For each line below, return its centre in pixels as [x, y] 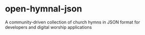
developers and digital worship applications [48, 27]
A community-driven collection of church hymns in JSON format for [72, 22]
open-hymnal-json [44, 9]
